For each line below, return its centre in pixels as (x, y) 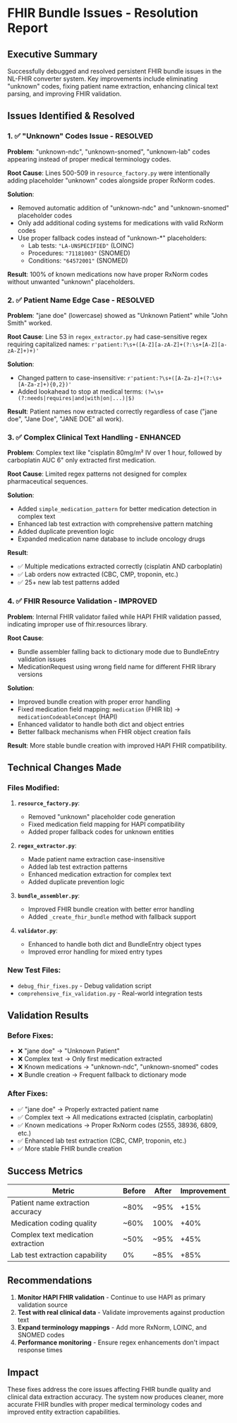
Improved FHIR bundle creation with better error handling (111, 909)
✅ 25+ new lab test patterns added (68, 583)
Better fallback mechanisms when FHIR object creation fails (104, 731)
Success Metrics (45, 1171)
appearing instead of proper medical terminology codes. (89, 159)
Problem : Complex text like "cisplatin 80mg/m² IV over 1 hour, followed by (115, 453)
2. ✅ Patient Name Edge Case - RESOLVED (81, 300)
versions (30, 674)
